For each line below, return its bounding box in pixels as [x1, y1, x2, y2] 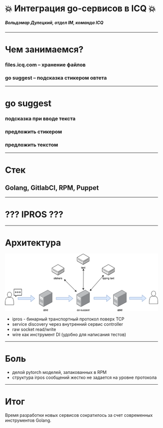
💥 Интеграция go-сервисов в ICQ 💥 [5, 3, 156, 14]
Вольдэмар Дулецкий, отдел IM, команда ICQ [5, 19, 104, 25]
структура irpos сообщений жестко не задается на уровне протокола [12, 374, 157, 380]
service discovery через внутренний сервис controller [12, 321, 123, 327]
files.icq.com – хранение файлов [5, 61, 86, 68]
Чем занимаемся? [5, 44, 84, 55]
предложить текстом [5, 141, 58, 148]
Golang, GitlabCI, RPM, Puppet [5, 184, 99, 192]
